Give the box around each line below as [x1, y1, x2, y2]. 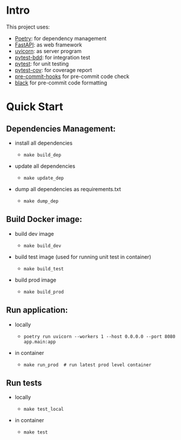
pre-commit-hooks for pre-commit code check [14, 73, 129, 80]
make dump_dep [23, 198, 59, 204]
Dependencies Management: [6, 123, 116, 134]
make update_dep [23, 175, 64, 181]
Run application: [6, 305, 68, 316]
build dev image [14, 230, 55, 237]
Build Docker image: [6, 214, 82, 224]
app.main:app [23, 339, 56, 345]
